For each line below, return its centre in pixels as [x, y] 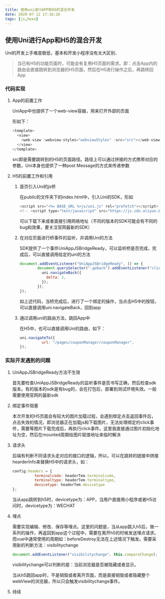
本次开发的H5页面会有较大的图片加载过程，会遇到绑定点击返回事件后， [84, 416]
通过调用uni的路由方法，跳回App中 [55, 318]
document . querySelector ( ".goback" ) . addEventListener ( [93, 268]
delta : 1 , [56, 278]
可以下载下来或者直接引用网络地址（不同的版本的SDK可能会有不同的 [89, 221]
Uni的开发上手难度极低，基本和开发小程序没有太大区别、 [62, 53]
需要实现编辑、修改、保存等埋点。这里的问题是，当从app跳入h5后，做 [83, 527]
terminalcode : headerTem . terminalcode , [75, 476]
